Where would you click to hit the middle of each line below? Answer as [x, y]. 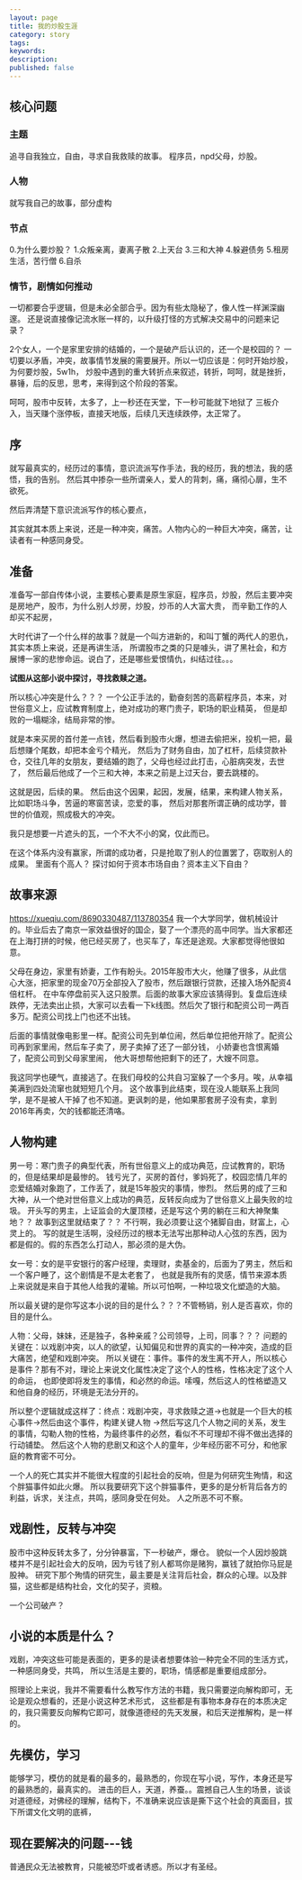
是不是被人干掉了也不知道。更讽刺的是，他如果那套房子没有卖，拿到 [151, 1099]
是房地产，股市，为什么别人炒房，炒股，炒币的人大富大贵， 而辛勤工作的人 [148, 606]
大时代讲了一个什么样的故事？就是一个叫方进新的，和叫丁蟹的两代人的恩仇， [151, 637]
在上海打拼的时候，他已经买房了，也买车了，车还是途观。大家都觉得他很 [143, 940]
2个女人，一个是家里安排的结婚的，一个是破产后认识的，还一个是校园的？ [146, 350]
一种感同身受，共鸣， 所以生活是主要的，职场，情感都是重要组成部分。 [140, 1671]
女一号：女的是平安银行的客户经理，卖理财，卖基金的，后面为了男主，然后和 [151, 1263]
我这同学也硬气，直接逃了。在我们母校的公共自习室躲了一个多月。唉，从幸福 [151, 1076]
